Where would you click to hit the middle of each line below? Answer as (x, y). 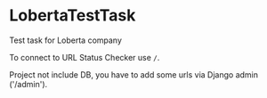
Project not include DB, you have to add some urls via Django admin (134, 74)
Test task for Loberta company (66, 40)
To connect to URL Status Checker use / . (85, 57)
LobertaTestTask (73, 16)
